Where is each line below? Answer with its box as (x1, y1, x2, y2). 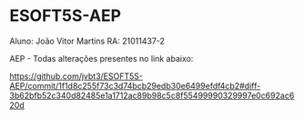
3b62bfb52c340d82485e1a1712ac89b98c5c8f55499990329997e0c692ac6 (9, 90, 295, 101)
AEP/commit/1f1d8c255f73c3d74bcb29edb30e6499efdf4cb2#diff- (9, 80, 261, 91)
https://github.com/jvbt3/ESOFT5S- (9, 70, 144, 82)
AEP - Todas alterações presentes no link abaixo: (9, 53, 194, 64)
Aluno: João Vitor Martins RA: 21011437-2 (9, 35, 166, 46)
